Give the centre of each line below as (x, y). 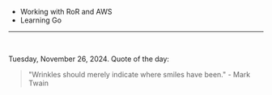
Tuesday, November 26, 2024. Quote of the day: (89, 59)
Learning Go (41, 20)
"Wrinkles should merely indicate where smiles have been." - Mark (139, 74)
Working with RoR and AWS (66, 12)
